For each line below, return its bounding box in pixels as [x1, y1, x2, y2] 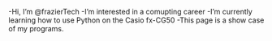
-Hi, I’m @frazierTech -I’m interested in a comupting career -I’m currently [8, 7, 253, 16]
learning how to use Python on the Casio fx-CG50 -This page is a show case [8, 15, 265, 25]
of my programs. [8, 24, 64, 33]
